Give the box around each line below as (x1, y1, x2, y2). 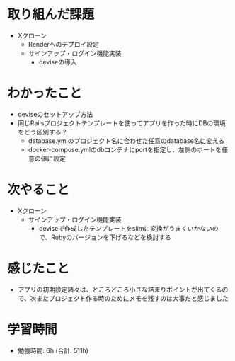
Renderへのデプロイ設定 (28, 40, 99, 48)
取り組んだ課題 (7, 6, 95, 23)
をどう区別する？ (17, 127, 68, 136)
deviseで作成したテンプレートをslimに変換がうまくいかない (38, 224, 212, 232)
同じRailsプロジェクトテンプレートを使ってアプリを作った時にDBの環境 (17, 118, 226, 127)
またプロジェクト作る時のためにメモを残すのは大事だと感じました (36, 294, 229, 302)
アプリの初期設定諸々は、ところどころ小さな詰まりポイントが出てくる (17, 285, 222, 294)
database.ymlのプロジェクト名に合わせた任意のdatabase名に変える (28, 136, 225, 145)
